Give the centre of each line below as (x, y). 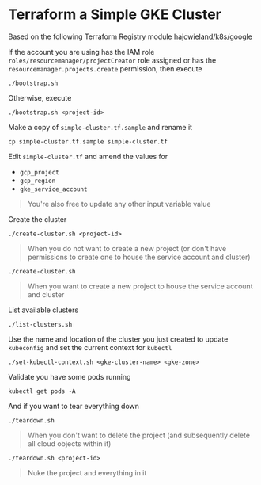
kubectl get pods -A (42, 391)
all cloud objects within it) (69, 443)
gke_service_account (53, 189)
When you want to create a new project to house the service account (140, 286)
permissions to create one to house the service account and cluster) (139, 257)
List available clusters (43, 310)
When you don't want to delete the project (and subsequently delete (139, 435)
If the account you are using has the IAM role (81, 52)
